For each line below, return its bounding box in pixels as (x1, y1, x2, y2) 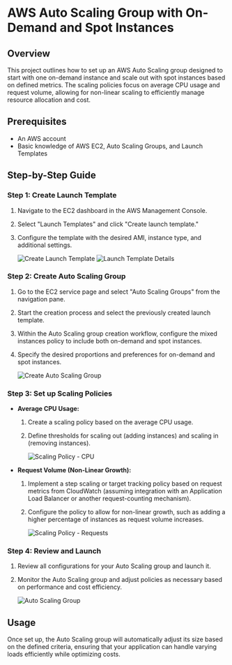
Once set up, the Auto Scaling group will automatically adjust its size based (7, 635, 223, 643)
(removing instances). (27, 439, 91, 447)
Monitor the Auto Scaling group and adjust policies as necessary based (17, 576, 223, 584)
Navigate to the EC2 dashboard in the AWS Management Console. (17, 206, 208, 214)
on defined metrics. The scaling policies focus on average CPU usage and (7, 81, 221, 89)
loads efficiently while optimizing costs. (7, 650, 121, 659)
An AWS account (17, 134, 66, 142)
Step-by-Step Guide (7, 170, 96, 181)
